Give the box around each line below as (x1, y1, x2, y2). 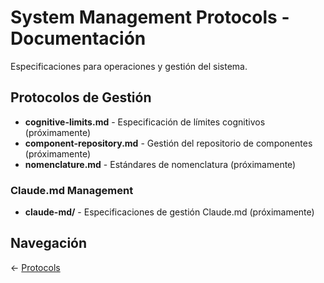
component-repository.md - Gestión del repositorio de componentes (24, 137, 313, 149)
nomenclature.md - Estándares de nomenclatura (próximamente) (24, 158, 297, 170)
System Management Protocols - (10, 6, 290, 29)
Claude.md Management (10, 183, 134, 197)
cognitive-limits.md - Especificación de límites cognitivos (24, 116, 266, 128)
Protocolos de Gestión (10, 89, 152, 106)
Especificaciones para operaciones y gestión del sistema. (10, 60, 248, 72)
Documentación (10, 27, 147, 50)
